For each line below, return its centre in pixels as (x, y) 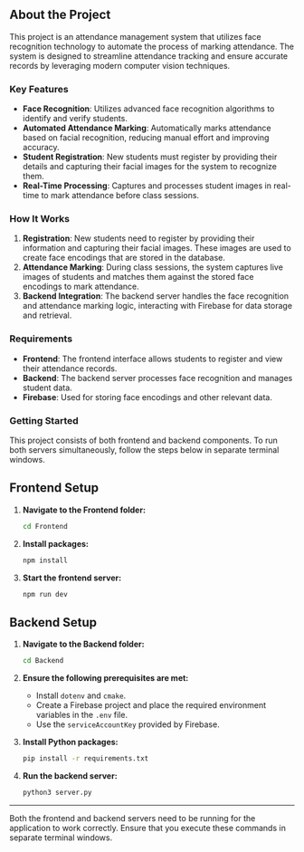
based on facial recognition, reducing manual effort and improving (146, 138)
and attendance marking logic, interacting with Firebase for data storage (157, 306)
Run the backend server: (70, 776)
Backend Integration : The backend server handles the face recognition (156, 296)
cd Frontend (45, 526)
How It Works (40, 219)
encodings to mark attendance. (81, 287)
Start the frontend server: (72, 578)
